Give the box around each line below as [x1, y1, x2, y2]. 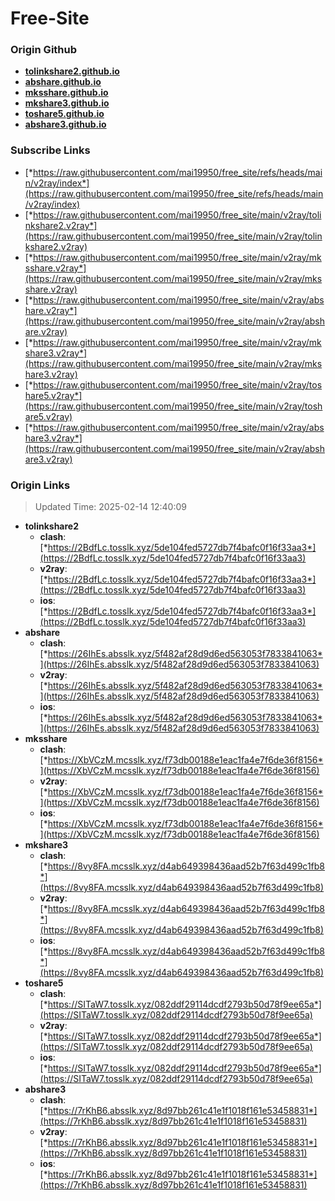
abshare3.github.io [24, 118, 107, 131]
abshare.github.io [24, 76, 102, 88]
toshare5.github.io [24, 108, 105, 120]
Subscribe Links [10, 143, 91, 157]
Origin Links [10, 478, 71, 492]
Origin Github [10, 43, 78, 57]
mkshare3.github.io [24, 97, 110, 109]
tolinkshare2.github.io [24, 65, 120, 77]
